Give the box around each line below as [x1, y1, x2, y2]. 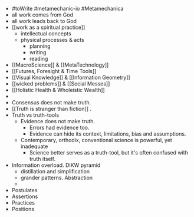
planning [29, 42, 51, 50]
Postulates [11, 187, 38, 193]
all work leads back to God [11, 18, 77, 24]
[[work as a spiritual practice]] [11, 24, 86, 31]
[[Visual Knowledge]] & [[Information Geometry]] [11, 74, 131, 81]
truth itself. [29, 156, 56, 162]
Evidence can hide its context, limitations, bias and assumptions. [29, 130, 186, 137]
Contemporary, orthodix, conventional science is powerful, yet [20, 137, 172, 143]
